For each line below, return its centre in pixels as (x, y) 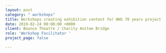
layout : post (19, 10)
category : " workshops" (30, 15)
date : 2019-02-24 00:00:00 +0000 (40, 24)
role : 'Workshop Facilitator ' (38, 33)
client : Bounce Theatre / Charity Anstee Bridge (57, 29)
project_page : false (27, 38)
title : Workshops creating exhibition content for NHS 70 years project (83, 19)
